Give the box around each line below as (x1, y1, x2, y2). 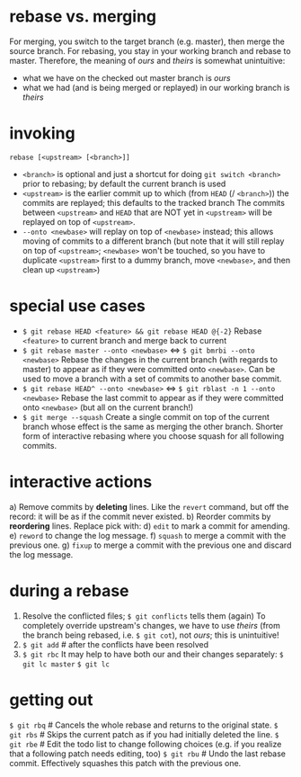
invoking (9, 123, 75, 144)
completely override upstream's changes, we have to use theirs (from (22, 620, 281, 630)
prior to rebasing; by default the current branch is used (22, 178, 226, 189)
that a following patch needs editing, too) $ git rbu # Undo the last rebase (9, 748, 286, 759)
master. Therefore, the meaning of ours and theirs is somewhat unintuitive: (9, 55, 286, 66)
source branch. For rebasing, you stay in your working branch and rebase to (9, 45, 291, 56)
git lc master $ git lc (22, 659, 111, 669)
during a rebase (9, 580, 129, 601)
